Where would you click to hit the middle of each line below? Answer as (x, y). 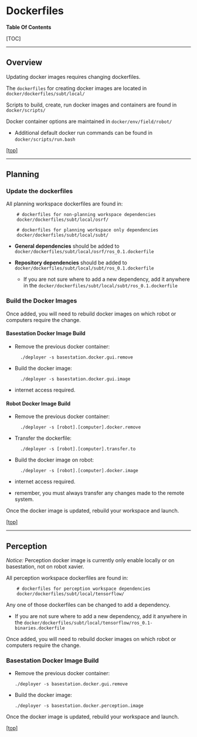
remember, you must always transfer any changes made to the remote (99, 493)
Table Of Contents (29, 27)
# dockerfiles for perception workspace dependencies (84, 589)
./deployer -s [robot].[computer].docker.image (79, 471)
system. (24, 499)
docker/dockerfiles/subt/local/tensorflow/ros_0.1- (88, 623)
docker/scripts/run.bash (45, 140)
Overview (24, 63)
